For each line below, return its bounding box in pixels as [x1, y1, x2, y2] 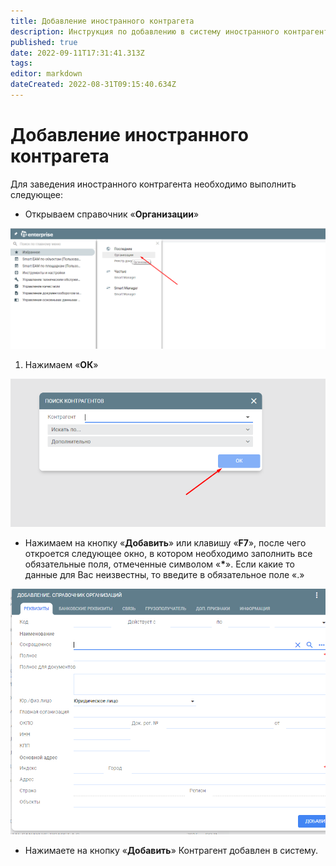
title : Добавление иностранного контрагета [10, 16, 195, 26]
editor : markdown [10, 69, 83, 79]
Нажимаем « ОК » [24, 359, 99, 371]
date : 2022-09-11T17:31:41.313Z [10, 48, 145, 58]
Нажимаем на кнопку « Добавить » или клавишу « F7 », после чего [24, 536, 307, 549]
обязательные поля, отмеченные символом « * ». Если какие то [24, 558, 295, 570]
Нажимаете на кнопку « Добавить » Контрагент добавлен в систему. [24, 844, 318, 856]
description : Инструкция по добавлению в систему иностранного [10, 26, 280, 37]
